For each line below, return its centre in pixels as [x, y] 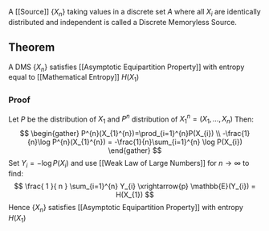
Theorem [32, 47]
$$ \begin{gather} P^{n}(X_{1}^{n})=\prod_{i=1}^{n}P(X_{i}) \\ [120, 133]
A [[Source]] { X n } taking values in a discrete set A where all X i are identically [134, 13]
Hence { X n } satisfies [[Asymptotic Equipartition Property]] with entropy [126, 208]
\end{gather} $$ [135, 150]
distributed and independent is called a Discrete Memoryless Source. [122, 22]
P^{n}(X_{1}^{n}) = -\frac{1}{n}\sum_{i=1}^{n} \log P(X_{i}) [147, 142]
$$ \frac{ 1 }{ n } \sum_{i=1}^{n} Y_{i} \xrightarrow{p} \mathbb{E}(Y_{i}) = [135, 186]
